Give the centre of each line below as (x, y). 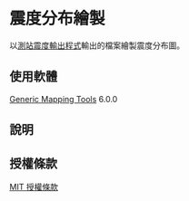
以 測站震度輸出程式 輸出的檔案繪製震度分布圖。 (97, 45)
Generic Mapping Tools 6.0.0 (64, 99)
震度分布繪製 (58, 19)
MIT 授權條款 (34, 187)
